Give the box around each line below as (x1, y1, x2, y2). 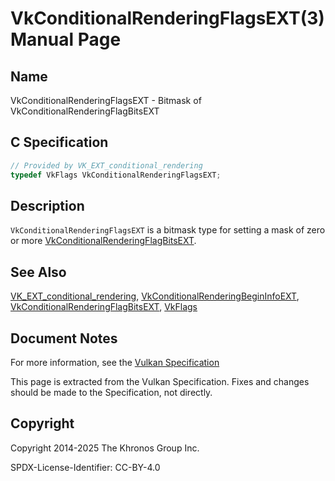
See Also (10, 263, 67, 281)
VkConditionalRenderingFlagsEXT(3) (10, 7, 325, 30)
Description (10, 197, 85, 214)
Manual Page (10, 28, 122, 51)
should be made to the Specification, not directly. (10, 387, 213, 398)
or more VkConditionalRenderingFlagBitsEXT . (10, 235, 197, 247)
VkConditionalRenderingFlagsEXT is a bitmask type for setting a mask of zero (10, 224, 326, 236)
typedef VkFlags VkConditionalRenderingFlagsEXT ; (10, 170, 222, 180)
